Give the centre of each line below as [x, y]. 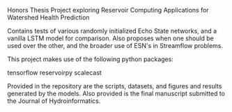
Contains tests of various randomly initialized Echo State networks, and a [112, 31]
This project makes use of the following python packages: [91, 59]
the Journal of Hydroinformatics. [54, 101]
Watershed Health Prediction [48, 17]
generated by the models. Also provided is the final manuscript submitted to [116, 94]
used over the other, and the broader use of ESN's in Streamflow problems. [115, 46]
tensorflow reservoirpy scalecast [55, 73]
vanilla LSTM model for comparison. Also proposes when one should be [110, 38]
